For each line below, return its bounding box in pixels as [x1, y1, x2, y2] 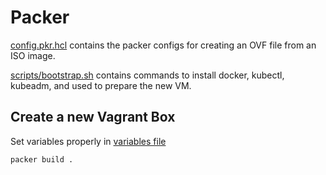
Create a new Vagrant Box [10, 109, 176, 126]
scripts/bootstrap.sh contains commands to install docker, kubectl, [10, 69, 285, 81]
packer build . [10, 154, 74, 165]
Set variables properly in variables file [10, 135, 167, 147]
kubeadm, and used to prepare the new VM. [10, 79, 192, 91]
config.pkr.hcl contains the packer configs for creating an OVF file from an [10, 39, 317, 51]
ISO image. [10, 49, 56, 61]
